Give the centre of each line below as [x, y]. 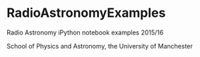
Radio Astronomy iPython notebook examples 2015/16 [85, 32]
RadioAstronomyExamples [86, 13]
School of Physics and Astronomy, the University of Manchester [100, 46]
